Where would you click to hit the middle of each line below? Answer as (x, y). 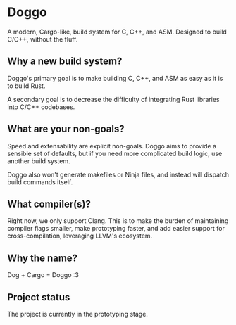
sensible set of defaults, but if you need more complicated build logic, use (115, 153)
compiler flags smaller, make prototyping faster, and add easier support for (116, 229)
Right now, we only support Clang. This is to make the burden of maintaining (118, 221)
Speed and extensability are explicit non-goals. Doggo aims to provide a (112, 146)
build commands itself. (40, 182)
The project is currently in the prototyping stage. (77, 314)
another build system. (39, 161)
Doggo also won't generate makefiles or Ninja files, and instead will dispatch (118, 174)
